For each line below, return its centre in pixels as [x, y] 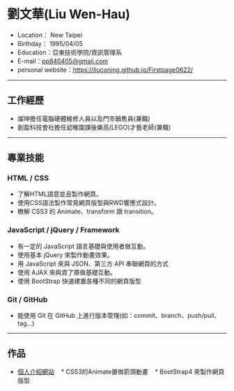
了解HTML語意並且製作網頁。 [60, 194]
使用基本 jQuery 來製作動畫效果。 [65, 254]
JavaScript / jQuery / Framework [63, 230]
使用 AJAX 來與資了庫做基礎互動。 [67, 272]
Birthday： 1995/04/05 [50, 43]
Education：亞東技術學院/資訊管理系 [69, 52]
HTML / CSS [28, 178]
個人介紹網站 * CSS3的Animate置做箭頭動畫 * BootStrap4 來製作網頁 [121, 371]
